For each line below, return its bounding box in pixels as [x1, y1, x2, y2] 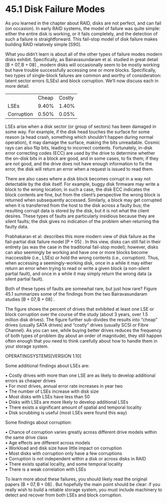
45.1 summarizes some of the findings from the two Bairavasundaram [5, 291, 148, 297]
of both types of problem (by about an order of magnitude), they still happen [5, 332, 162, 339]
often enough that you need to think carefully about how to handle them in [5, 338, 158, 344]
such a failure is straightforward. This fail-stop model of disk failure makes [5, 36, 158, 42]
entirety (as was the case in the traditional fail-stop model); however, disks [5, 244, 159, 250]
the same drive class [5, 434, 48, 440]
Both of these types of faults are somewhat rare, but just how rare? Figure [5, 286, 157, 292]
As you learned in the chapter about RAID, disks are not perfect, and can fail [5, 20, 162, 26]
